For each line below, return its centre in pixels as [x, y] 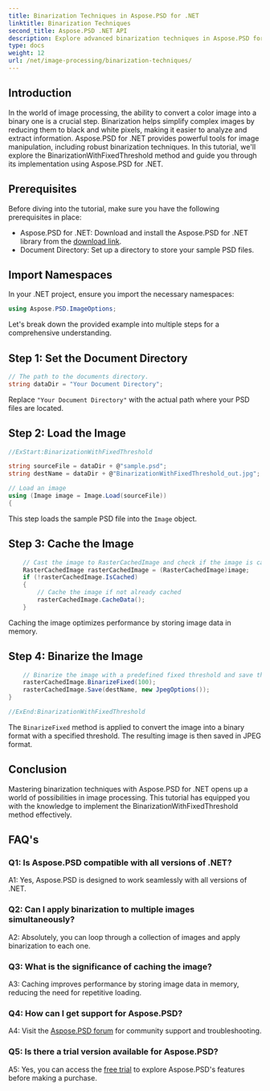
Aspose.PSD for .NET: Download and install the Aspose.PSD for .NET [134, 232]
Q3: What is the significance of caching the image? [110, 966]
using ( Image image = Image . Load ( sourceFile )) [88, 496]
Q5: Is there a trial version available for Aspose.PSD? [113, 1052]
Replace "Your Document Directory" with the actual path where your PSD [129, 400]
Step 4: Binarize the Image [76, 656]
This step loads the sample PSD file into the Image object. [103, 519]
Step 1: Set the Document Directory [98, 358]
